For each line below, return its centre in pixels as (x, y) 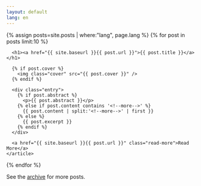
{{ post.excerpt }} (47, 122)
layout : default (27, 12)
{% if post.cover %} (38, 68)
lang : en (17, 18)
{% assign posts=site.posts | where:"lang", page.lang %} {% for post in (96, 35)
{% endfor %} (24, 165)
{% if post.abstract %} (48, 95)
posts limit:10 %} (27, 41)
